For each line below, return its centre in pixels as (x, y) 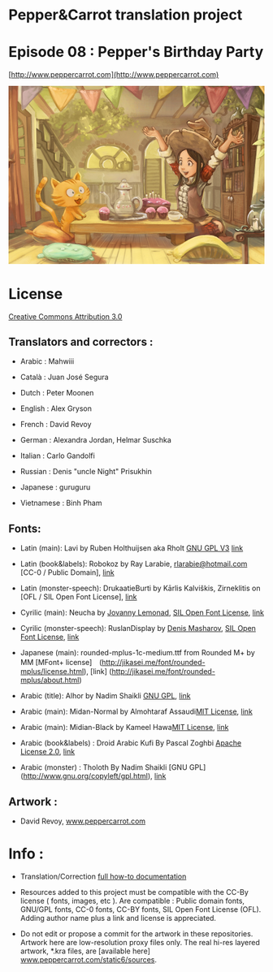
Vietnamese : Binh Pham (61, 503)
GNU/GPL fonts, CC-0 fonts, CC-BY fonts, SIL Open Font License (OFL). (141, 909)
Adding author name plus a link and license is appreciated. (118, 918)
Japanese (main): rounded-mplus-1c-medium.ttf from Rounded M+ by (138, 653)
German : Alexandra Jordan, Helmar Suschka (96, 440)
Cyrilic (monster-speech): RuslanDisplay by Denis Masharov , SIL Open (138, 629)
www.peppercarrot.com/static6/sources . (88, 959)
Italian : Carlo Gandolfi (57, 456)
